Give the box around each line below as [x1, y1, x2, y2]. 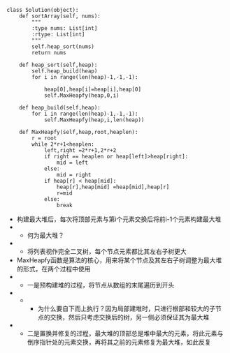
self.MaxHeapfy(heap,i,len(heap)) [43, 117, 145, 123]
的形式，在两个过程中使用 [16, 265, 91, 273]
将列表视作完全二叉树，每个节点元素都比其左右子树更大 [27, 248, 187, 255]
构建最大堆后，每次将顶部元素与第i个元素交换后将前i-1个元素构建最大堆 [16, 215, 222, 223]
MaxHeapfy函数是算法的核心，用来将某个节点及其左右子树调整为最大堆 [16, 256, 222, 264]
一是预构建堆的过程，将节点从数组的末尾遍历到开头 [27, 281, 175, 289]
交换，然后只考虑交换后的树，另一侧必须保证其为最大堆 [50, 313, 210, 321]
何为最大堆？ [27, 231, 64, 239]
